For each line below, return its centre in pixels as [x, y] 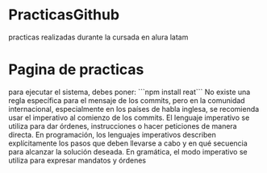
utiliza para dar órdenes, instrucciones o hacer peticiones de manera [123, 126]
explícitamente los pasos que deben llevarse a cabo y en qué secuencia [128, 143]
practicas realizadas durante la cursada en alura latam [98, 37]
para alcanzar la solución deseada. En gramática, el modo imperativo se [128, 151]
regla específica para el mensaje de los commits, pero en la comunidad [127, 100]
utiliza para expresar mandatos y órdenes [77, 160]
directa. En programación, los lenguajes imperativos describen [112, 134]
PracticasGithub [64, 15]
